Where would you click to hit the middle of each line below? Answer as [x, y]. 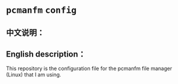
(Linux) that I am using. [34, 75]
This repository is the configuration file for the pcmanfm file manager [89, 69]
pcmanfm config [41, 10]
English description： [46, 54]
